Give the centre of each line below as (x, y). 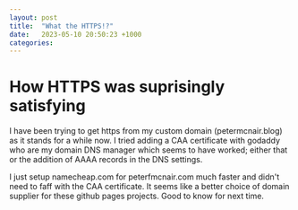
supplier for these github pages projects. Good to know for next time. (136, 196)
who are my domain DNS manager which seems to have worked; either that (149, 150)
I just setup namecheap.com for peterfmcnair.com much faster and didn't (145, 177)
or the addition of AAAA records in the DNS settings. (106, 160)
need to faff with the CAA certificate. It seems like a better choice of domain (149, 187)
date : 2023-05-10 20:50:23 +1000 (76, 34)
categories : (31, 43)
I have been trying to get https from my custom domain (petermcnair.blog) (146, 131)
